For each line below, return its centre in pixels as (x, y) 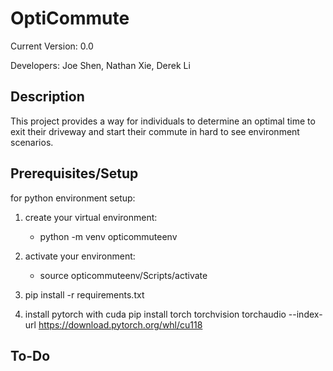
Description (47, 97)
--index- (305, 314)
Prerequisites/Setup (74, 173)
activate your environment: (80, 256)
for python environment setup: (73, 198)
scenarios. (32, 142)
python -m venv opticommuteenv (108, 236)
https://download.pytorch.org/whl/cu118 (120, 324)
